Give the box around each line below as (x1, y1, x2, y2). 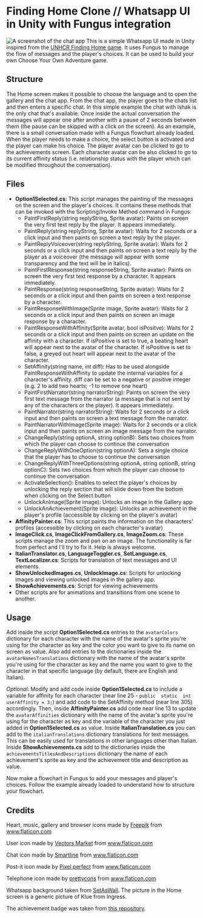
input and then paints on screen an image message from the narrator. (24, 427, 198, 435)
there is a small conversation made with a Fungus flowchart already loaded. (6, 129, 195, 136)
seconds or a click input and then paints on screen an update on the (24, 330, 195, 338)
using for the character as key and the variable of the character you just (6, 718, 185, 725)
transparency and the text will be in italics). (24, 259, 131, 267)
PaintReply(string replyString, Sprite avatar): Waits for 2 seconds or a (24, 227, 197, 234)
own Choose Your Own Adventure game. (6, 56, 108, 64)
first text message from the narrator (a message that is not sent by (24, 395, 190, 402)
